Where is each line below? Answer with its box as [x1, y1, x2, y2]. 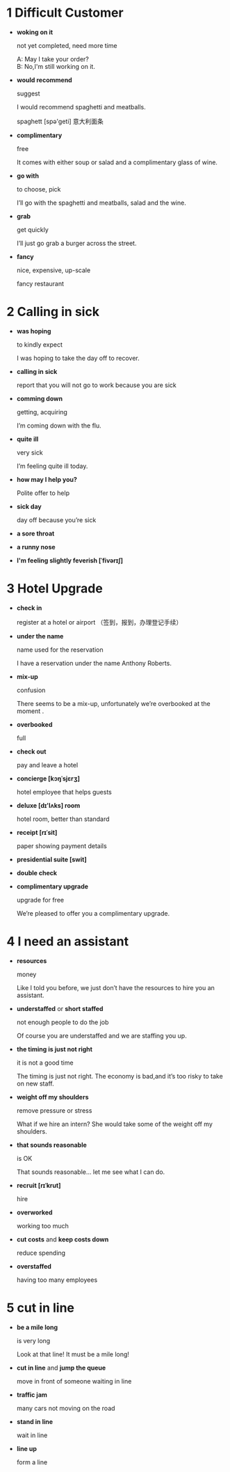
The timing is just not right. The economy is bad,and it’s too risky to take [16, 1072, 223, 1080]
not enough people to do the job [16, 1018, 109, 1026]
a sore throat [16, 529, 55, 538]
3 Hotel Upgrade [6, 581, 104, 597]
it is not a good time [16, 1058, 74, 1067]
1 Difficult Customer [6, 5, 124, 21]
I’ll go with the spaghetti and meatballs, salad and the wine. [16, 198, 187, 207]
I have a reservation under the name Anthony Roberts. [16, 659, 172, 667]
